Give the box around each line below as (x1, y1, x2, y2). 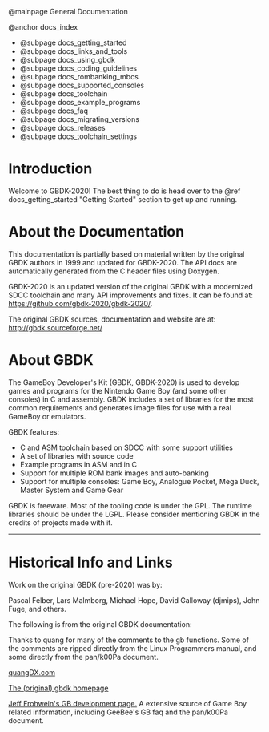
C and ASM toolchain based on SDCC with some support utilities (19, 443, 234, 452)
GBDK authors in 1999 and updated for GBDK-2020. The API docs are (8, 257, 238, 267)
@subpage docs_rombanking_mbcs (19, 72, 139, 81)
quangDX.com (8, 667, 56, 677)
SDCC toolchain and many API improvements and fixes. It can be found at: (8, 290, 254, 300)
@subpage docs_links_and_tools (19, 47, 128, 55)
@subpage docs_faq (19, 106, 88, 115)
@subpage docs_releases (19, 123, 106, 132)
